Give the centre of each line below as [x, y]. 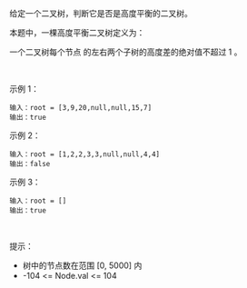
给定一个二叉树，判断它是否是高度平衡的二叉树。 [101, 13]
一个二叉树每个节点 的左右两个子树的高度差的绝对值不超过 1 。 [126, 52]
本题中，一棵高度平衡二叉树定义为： [77, 33]
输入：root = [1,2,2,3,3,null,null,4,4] [85, 154]
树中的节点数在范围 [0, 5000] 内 [82, 265]
